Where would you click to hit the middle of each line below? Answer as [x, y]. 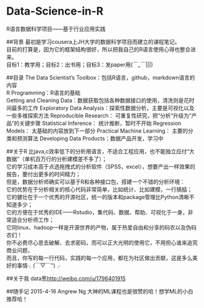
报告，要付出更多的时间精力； [43, 174]
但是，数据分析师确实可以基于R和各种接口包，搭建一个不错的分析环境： [96, 181]
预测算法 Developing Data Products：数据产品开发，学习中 [90, 138]
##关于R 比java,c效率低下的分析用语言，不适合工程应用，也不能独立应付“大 [100, 151]
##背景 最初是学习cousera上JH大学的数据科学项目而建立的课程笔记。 [93, 41]
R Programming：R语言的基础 [43, 93]
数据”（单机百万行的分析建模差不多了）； [57, 159]
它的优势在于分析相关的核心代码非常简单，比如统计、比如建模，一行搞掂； [99, 189]
